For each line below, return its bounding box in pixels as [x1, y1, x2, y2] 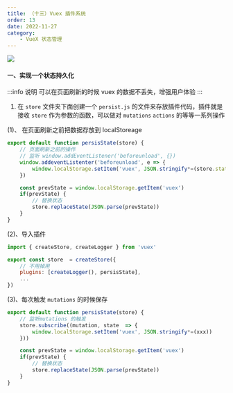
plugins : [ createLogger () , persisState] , [19, 269, 141, 276]
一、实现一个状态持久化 [7, 71, 74, 80]
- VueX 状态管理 [19, 36, 62, 43]
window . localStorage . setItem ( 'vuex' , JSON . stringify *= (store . [32, 165, 216, 172]
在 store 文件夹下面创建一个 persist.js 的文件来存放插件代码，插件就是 [17, 102, 223, 111]
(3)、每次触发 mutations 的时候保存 [7, 295, 108, 304]
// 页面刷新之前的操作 [19, 146, 76, 153]
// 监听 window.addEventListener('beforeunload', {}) [19, 153, 176, 160]
